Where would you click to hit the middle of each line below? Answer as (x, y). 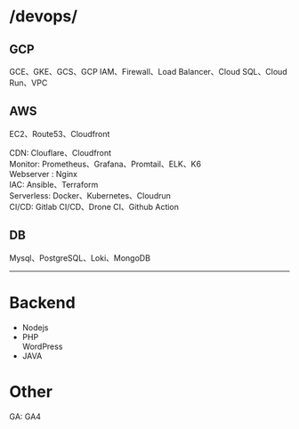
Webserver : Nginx (44, 174)
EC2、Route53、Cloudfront (60, 134)
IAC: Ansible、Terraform (54, 184)
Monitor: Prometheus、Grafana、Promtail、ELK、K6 (105, 164)
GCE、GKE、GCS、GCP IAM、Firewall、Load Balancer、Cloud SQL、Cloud (148, 72)
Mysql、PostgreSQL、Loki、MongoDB (80, 258)
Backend (42, 302)
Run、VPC (28, 83)
